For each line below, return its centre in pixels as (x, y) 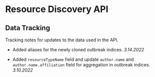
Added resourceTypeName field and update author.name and (73, 59)
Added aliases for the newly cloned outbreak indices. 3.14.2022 (78, 50)
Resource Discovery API (57, 9)
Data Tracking (28, 28)
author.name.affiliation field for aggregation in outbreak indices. (81, 65)
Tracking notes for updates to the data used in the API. (62, 40)
